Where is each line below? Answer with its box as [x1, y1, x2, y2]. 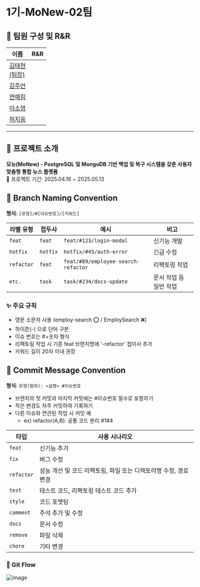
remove [9, 531, 28, 538]
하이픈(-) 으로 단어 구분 [14, 325, 70, 332]
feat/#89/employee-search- [63, 258, 140, 265]
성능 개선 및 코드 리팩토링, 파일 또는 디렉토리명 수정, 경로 [39, 466, 189, 474]
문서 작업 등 [153, 273, 185, 282]
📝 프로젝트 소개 [6, 143, 58, 154]
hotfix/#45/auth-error [63, 248, 128, 255]
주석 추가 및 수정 [39, 508, 83, 517]
